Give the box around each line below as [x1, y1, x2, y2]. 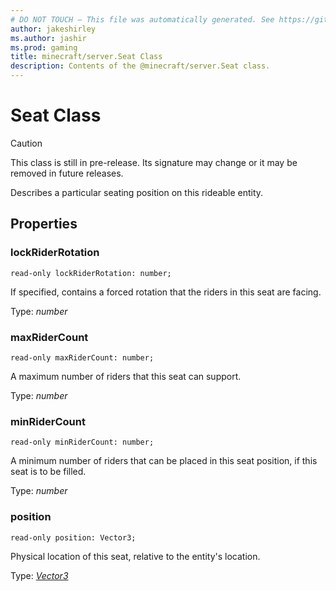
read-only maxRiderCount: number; [10, 352, 155, 363]
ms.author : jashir [10, 33, 87, 43]
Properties [10, 216, 78, 233]
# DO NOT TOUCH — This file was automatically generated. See [10, 14, 275, 25]
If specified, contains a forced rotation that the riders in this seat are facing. [10, 286, 322, 298]
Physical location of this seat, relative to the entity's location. [10, 550, 261, 562]
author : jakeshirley [10, 24, 97, 34]
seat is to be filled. [10, 466, 87, 478]
